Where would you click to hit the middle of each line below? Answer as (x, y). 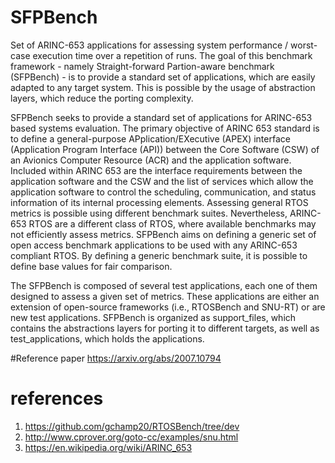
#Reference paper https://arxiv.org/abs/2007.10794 (116, 358)
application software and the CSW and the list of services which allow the (162, 181)
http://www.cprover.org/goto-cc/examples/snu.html (131, 437)
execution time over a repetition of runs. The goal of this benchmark (172, 55)
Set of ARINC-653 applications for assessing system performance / (149, 45)
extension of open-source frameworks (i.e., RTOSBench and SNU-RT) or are (168, 307)
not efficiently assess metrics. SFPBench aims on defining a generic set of (163, 234)
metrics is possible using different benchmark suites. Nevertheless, (149, 213)
